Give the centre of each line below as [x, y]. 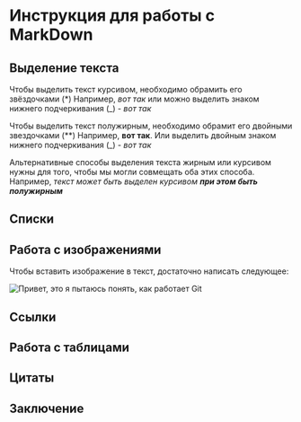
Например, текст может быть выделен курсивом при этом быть [133, 181]
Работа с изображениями [85, 249]
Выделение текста [64, 68]
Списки [32, 220]
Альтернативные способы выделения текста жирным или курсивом [141, 162]
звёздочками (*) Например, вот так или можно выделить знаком [134, 99]
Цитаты [32, 378]
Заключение [47, 408]
